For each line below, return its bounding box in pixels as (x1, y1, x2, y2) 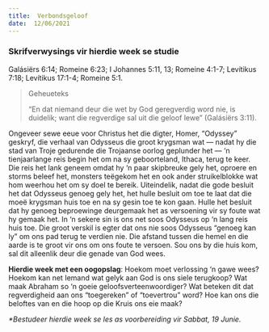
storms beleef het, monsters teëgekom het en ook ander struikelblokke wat (8, 171, 258, 181)
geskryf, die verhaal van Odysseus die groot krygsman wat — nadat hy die (8, 137, 257, 146)
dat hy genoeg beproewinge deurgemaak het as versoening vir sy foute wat (8, 205, 261, 215)
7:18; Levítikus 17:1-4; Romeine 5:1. (8, 73, 124, 82)
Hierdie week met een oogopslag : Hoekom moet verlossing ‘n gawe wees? (8, 264, 260, 274)
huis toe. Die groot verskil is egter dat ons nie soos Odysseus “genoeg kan (8, 223, 257, 233)
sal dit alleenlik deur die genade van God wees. (8, 248, 166, 258)
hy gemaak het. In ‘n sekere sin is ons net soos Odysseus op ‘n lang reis (8, 214, 248, 224)
